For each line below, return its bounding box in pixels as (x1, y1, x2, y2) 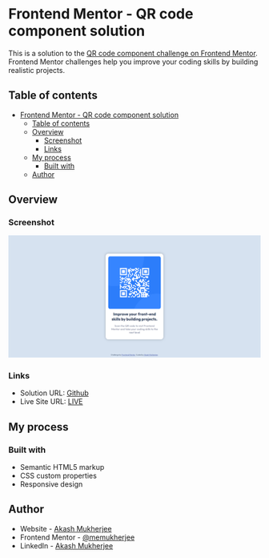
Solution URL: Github (19, 388, 90, 398)
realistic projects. (8, 65, 66, 75)
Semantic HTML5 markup (19, 463, 105, 472)
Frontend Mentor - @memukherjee (19, 532, 135, 542)
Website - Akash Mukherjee (19, 524, 112, 533)
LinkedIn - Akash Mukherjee (19, 540, 114, 550)
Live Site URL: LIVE (19, 397, 83, 406)
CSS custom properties (19, 471, 98, 481)
